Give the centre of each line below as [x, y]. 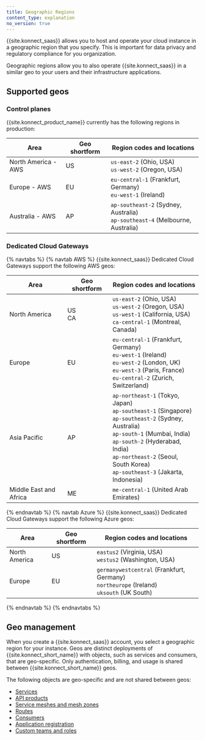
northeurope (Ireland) [127, 585]
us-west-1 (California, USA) [152, 314]
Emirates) [126, 497]
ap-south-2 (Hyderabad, [147, 442]
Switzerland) [131, 385]
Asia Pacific [26, 437]
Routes [24, 711]
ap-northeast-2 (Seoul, [146, 457]
